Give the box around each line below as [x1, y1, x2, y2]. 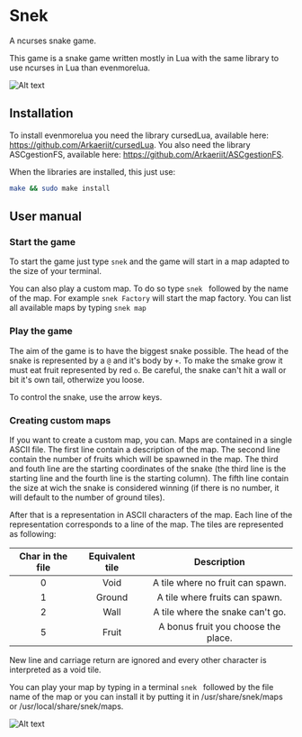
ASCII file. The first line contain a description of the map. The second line [9, 443, 280, 455]
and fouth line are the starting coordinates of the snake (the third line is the [9, 463, 287, 474]
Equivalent [88, 550, 136, 562]
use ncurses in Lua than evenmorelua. [9, 62, 151, 73]
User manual [9, 209, 83, 224]
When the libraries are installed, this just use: [9, 166, 176, 177]
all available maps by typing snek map [9, 303, 147, 314]
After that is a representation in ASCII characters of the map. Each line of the [9, 509, 293, 520]
